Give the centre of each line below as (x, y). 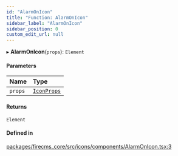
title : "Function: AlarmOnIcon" (47, 18)
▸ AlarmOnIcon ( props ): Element (46, 52)
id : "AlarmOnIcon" (29, 12)
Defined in (20, 133)
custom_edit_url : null (35, 35)
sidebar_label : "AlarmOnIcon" (45, 23)
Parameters (21, 66)
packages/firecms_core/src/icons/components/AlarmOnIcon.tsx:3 (89, 146)
